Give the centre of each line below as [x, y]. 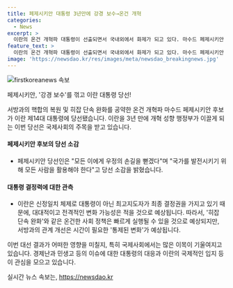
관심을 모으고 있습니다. [45, 262]
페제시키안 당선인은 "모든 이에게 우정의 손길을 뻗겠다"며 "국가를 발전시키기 [118, 160]
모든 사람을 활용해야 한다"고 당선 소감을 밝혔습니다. [94, 169]
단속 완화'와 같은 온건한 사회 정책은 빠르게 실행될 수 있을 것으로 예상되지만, [118, 221]
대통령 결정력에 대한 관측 [40, 187]
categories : [24, 20]
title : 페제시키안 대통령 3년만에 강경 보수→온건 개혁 [74, 14]
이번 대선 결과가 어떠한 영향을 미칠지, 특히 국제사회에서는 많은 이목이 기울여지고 [115, 245]
